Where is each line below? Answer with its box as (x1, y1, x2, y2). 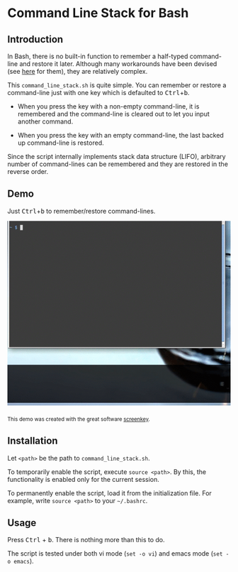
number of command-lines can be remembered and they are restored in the (7, 160, 229, 168)
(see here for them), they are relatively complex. (7, 67, 148, 75)
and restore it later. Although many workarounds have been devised (19, 60, 217, 68)
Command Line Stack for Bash (7, 5, 189, 21)
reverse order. (7, 167, 49, 175)
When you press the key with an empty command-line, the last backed (17, 131, 225, 139)
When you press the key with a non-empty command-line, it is (17, 102, 200, 111)
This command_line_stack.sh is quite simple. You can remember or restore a (7, 81, 227, 89)
